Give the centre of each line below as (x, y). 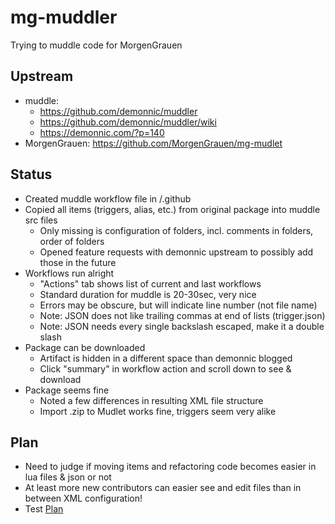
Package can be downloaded (85, 347)
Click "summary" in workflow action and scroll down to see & (165, 368)
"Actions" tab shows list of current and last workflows (150, 283)
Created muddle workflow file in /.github (108, 198)
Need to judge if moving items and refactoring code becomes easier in (170, 467)
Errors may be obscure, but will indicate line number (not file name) (178, 305)
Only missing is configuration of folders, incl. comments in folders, (176, 230)
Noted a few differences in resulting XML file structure (151, 400)
